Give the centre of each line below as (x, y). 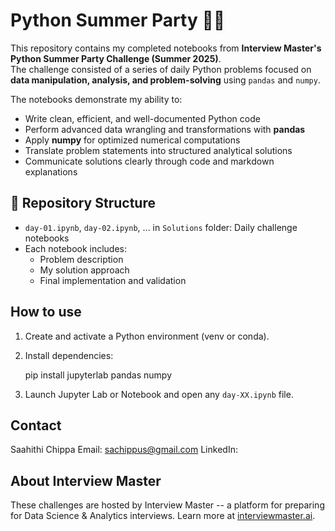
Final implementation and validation (113, 280)
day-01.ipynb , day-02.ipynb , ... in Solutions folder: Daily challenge (161, 227)
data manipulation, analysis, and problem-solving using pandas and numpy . (165, 80)
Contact (36, 425)
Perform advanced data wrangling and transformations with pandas (165, 129)
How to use (46, 312)
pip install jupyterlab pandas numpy (98, 375)
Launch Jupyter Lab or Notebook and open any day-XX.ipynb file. (159, 394)
